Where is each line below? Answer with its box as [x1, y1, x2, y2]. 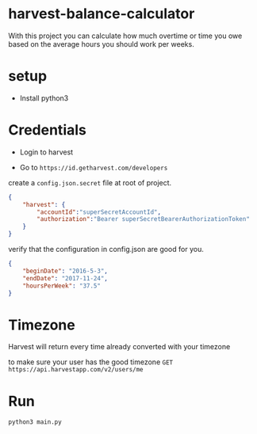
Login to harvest [19, 147, 74, 157]
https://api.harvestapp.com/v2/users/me [8, 366, 144, 374]
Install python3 [19, 93, 69, 103]
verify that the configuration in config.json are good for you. [8, 245, 204, 254]
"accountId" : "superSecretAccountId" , [36, 207, 161, 216]
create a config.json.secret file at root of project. [8, 177, 172, 187]
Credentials [8, 121, 87, 139]
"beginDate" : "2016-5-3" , [22, 267, 109, 275]
